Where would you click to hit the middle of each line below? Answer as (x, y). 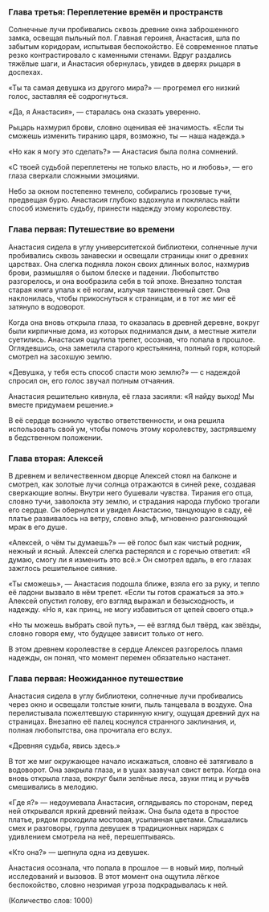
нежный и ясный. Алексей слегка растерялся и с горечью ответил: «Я (129, 551)
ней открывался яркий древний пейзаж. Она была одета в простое (124, 811)
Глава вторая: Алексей (56, 458)
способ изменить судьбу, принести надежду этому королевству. (120, 208)
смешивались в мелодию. (53, 787)
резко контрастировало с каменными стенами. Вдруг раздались (120, 55)
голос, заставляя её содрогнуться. (68, 97)
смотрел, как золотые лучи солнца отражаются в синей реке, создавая (132, 484)
